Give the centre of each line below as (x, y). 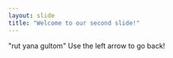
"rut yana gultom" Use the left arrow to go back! (86, 45)
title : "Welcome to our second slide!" (74, 23)
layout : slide (32, 15)
